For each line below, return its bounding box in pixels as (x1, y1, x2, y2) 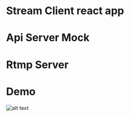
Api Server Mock (6, 31, 90, 45)
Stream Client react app (6, 4, 125, 18)
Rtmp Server (6, 58, 69, 71)
